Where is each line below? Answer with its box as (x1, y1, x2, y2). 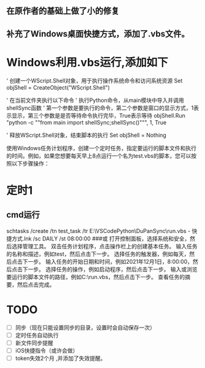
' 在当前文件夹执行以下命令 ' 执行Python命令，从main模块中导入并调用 (6, 96, 184, 104)
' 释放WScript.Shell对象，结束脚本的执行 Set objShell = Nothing (6, 131, 167, 139)
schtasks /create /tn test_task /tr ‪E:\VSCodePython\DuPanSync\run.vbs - (6, 227, 191, 234)
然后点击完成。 (17, 281, 55, 288)
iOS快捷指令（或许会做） (15, 347, 79, 354)
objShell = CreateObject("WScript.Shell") (6, 83, 110, 91)
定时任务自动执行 (15, 331, 59, 339)
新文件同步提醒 (15, 339, 53, 347)
